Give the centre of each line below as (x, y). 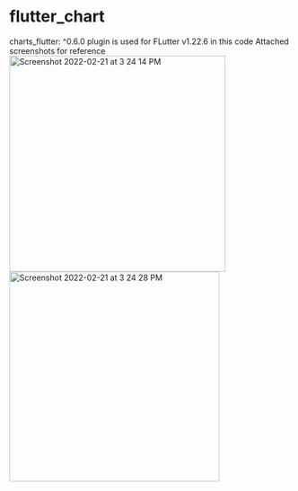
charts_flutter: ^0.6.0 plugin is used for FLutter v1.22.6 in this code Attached (149, 41)
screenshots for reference (57, 50)
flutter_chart (57, 17)
